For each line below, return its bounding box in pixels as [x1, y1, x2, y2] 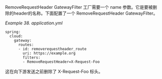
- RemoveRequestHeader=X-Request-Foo [23, 59, 100, 64]
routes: [18, 42, 34, 47]
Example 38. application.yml [5, 20, 63, 26]
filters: [23, 55, 41, 60]
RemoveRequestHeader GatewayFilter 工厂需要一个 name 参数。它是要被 [5, 4, 153, 10]
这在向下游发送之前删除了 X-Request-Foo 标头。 [5, 69, 103, 74]
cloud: [9, 34, 23, 39]
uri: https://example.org [23, 51, 76, 56]
